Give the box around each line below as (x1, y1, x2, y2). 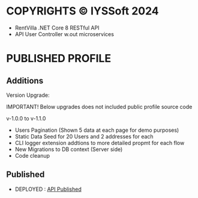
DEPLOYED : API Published (14, 185, 82, 193)
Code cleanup (14, 152, 50, 159)
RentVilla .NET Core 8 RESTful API (14, 24, 100, 31)
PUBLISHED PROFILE (6, 52, 112, 66)
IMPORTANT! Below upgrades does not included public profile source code (6, 103, 193, 110)
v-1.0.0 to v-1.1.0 (6, 114, 46, 122)
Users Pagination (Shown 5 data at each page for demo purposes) (14, 126, 179, 134)
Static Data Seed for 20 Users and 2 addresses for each (14, 132, 154, 140)
